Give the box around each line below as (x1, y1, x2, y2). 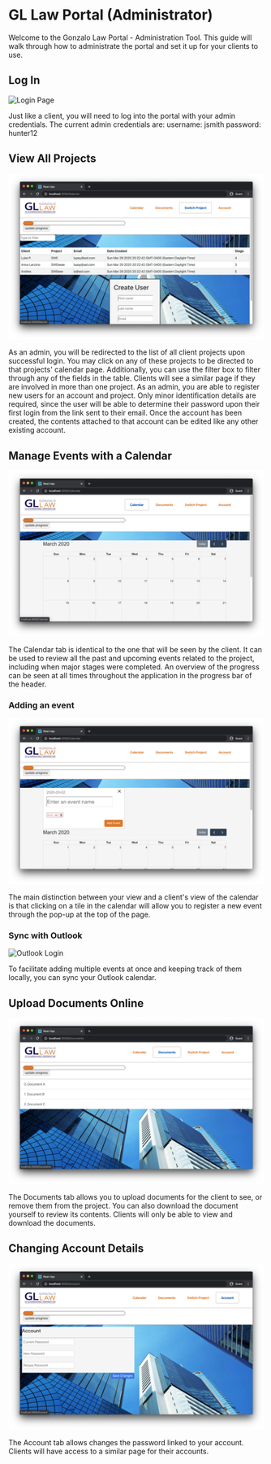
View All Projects (8, 152, 97, 166)
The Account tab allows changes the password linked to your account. (8, 1437, 244, 1447)
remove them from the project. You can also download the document (8, 1201, 239, 1211)
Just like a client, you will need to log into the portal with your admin (8, 111, 236, 120)
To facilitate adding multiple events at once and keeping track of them (8, 964, 242, 974)
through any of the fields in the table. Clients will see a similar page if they (8, 373, 256, 383)
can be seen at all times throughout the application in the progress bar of (8, 671, 252, 681)
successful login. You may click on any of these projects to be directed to (8, 356, 254, 366)
